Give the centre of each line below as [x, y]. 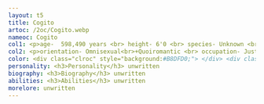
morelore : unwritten [42, 88]
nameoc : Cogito [33, 37]
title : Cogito [31, 23]
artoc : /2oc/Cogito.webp [49, 30]
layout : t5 [26, 15]
